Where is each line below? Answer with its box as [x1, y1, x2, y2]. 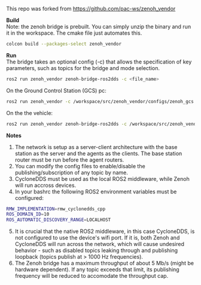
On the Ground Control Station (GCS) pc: [6, 87, 106, 94]
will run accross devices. [14, 181, 77, 189]
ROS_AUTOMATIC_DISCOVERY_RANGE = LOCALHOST [6, 217, 111, 223]
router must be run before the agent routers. [14, 156, 124, 163]
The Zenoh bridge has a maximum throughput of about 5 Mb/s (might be [14, 260, 194, 267]
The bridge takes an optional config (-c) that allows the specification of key [6, 58, 192, 65]
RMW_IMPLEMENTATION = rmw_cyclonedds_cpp [6, 206, 106, 212]
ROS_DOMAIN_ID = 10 [6, 211, 50, 217]
